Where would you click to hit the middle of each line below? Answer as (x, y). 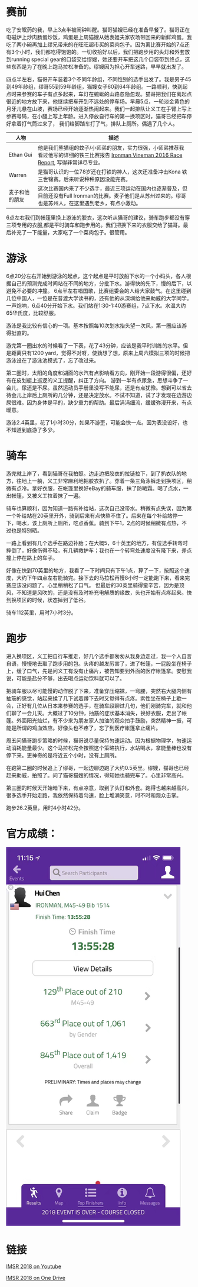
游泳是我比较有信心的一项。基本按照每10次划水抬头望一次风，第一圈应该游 (97, 325)
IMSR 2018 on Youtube (34, 1266)
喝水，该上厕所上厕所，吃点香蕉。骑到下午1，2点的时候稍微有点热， (99, 523)
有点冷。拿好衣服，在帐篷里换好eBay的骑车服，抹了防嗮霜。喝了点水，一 (100, 488)
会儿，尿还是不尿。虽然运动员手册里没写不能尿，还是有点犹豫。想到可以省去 (99, 388)
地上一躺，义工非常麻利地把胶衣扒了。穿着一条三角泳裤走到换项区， (104, 480)
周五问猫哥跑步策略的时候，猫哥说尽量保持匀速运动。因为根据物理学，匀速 (96, 740)
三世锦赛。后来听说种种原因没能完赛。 (85, 179)
